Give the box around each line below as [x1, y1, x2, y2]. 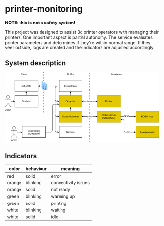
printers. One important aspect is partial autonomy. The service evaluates [5, 34, 153, 40]
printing [51, 200, 67, 206]
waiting [51, 207, 66, 213]
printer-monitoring [5, 3, 83, 15]
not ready [51, 187, 71, 193]
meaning [61, 166, 80, 172]
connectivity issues [51, 180, 90, 185]
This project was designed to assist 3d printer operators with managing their [5, 29, 159, 35]
